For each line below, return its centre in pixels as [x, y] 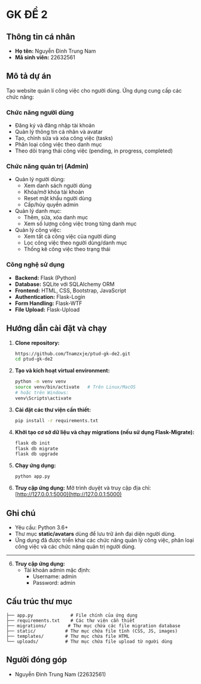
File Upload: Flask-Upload [47, 309]
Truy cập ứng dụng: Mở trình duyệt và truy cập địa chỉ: [83, 488]
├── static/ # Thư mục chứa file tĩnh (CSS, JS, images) [92, 631]
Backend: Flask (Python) [45, 277]
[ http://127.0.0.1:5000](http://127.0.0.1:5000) [68, 494]
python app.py [32, 477]
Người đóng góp [37, 660]
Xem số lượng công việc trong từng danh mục [80, 224]
